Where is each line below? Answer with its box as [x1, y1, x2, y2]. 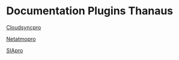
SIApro [6, 46, 23, 54]
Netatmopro [6, 35, 36, 42]
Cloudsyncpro [6, 24, 41, 31]
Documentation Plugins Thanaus [6, 4, 174, 18]
